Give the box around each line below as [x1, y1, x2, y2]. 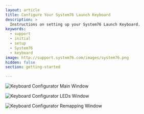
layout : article [5, 7, 40, 13]
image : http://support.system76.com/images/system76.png [5, 55, 129, 60]
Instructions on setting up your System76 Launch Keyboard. [10, 21, 140, 27]
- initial [10, 36, 31, 41]
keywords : [5, 27, 27, 32]
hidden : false [5, 60, 36, 65]
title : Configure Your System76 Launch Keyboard [5, 12, 111, 17]
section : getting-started [5, 64, 60, 70]
